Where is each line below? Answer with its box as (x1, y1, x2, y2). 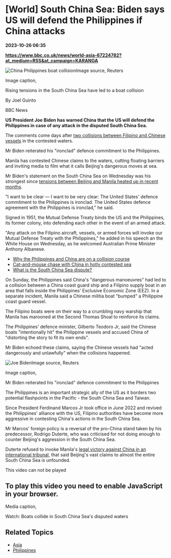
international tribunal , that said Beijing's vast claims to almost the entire (5, 451, 155, 458)
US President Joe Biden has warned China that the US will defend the (5, 117, 155, 123)
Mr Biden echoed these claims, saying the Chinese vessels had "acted (5, 344, 154, 351)
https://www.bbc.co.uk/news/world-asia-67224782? (5, 52, 122, 58)
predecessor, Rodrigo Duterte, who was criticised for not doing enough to (5, 431, 161, 437)
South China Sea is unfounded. (5, 457, 70, 463)
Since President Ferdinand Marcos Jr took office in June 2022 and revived (5, 405, 162, 411)
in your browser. (5, 490, 59, 499)
